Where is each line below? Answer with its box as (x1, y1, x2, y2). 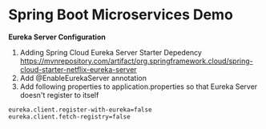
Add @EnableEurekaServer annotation (19, 73, 147, 83)
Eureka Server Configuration (8, 32, 106, 42)
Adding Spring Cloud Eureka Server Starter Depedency (19, 47, 203, 57)
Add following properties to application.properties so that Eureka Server (19, 82, 258, 91)
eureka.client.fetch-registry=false (8, 112, 131, 121)
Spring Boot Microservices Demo (8, 6, 234, 24)
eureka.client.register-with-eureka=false (8, 106, 152, 114)
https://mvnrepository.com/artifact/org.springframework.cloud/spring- (19, 56, 254, 66)
